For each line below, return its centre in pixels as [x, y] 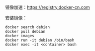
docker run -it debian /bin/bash [40, 40]
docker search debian [28, 27]
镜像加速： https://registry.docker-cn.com [48, 7]
